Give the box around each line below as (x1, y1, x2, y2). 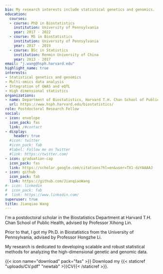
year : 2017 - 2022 (14, 30, 51, 34)
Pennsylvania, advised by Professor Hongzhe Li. (5, 234, 102, 240)
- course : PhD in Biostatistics (9, 20, 75, 26)
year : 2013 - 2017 (14, 57, 51, 62)
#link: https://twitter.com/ (9, 152, 68, 156)
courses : (9, 16, 27, 21)
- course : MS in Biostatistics (9, 34, 73, 39)
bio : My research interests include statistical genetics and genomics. (5, 7, 155, 12)
